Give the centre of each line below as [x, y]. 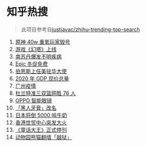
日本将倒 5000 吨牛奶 [41, 115]
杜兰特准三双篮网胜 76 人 [45, 93]
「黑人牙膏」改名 [36, 108]
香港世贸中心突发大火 [41, 122]
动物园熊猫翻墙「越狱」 [43, 137]
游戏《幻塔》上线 [36, 49]
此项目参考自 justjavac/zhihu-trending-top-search [80, 29]
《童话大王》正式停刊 [41, 130]
